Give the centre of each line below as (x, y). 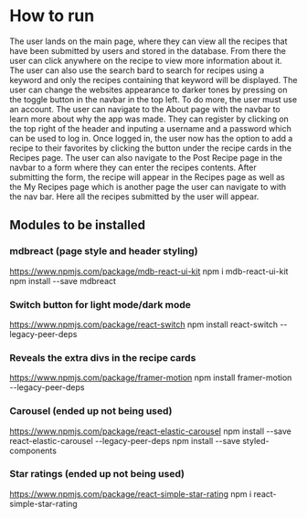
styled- (255, 440)
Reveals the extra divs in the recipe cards (103, 357)
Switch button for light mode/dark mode (101, 304)
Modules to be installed (78, 225)
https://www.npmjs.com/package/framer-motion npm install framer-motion (151, 378)
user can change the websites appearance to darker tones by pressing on (148, 90)
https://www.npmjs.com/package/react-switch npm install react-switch (144, 324)
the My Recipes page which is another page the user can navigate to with (148, 186)
